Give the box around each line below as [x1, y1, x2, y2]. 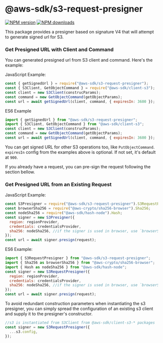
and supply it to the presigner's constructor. [5, 311, 93, 317]
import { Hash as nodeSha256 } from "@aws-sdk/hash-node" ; [5, 264, 127, 270]
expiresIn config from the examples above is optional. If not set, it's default [5, 149, 156, 155]
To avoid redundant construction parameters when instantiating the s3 [5, 301, 146, 307]
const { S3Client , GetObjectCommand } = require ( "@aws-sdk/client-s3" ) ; [5, 86, 155, 91]
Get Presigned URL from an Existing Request [5, 181, 112, 188]
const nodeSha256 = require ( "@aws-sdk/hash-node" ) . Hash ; [5, 211, 123, 215]
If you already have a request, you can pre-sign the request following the [5, 163, 151, 169]
